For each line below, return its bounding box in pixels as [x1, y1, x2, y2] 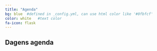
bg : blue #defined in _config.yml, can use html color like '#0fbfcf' [5, 12, 153, 16]
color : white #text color [5, 16, 62, 21]
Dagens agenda [5, 38, 54, 46]
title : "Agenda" [5, 7, 38, 12]
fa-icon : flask [5, 20, 36, 25]
